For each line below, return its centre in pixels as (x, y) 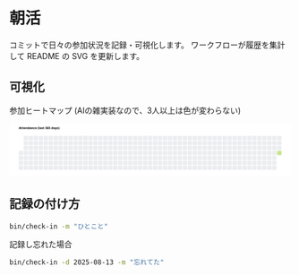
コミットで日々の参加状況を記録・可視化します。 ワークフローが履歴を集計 (147, 45)
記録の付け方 (45, 204)
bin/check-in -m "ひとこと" (59, 226)
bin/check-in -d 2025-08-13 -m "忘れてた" (87, 262)
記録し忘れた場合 (41, 245)
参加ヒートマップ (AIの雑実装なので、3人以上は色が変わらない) (125, 110)
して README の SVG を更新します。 (77, 56)
